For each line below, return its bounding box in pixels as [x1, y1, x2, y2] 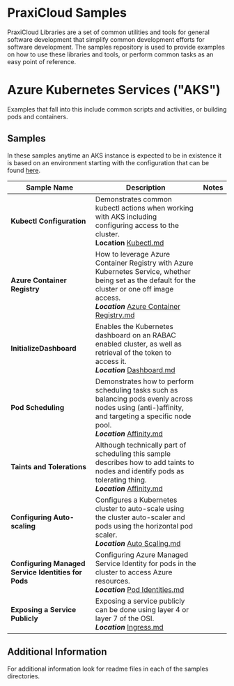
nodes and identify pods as [95, 466, 185, 475]
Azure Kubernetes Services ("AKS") [7, 82, 221, 98]
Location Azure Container [95, 301, 181, 311]
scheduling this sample [95, 448, 171, 458]
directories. [7, 671, 40, 680]
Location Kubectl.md [95, 238, 164, 247]
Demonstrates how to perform [95, 376, 194, 386]
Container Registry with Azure [95, 258, 194, 268]
